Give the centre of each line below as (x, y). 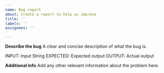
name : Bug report (23, 10)
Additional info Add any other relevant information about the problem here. (82, 66)
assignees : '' (20, 28)
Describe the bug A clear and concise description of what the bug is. (76, 46)
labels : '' (16, 23)
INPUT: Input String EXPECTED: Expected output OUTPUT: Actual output (80, 56)
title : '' (15, 19)
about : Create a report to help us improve (51, 14)
